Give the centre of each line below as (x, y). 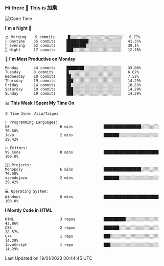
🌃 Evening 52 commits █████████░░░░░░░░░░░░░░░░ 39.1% (72, 46)
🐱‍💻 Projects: (18, 165)
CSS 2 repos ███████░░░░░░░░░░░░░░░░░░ (82, 228)
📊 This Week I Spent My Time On (40, 103)
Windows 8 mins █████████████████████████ (82, 197)
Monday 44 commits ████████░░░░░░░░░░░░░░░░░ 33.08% (73, 68)
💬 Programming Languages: (31, 122)
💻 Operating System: (27, 192)
